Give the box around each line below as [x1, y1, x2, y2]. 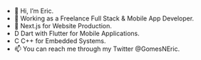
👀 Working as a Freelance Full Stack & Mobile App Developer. [14, 14, 195, 23]
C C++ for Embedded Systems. [14, 37, 106, 45]
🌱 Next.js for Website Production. [14, 22, 112, 30]
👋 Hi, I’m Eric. [14, 7, 54, 15]
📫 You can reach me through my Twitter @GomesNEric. [14, 44, 180, 53]
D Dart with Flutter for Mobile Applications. [14, 29, 140, 37]
